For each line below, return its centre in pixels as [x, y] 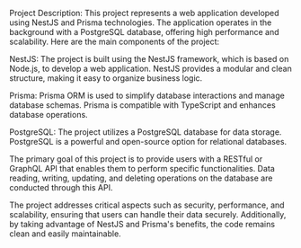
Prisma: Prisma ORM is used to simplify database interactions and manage [147, 95]
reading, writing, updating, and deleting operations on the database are [141, 178]
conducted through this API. [61, 187]
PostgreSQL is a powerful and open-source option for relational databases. [148, 142]
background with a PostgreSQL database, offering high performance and [145, 32]
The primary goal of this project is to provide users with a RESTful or [136, 159]
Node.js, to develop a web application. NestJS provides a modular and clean [150, 68]
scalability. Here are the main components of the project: [115, 41]
